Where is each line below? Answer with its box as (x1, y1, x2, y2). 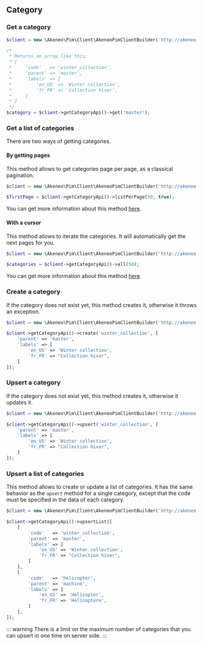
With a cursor (6, 219, 41, 226)
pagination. (6, 171, 35, 179)
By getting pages (6, 151, 50, 159)
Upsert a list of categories (6, 469, 85, 478)
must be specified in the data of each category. (6, 496, 125, 503)
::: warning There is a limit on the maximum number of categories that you (6, 625, 191, 632)
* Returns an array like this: (8, 53, 88, 59)
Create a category (6, 288, 61, 296)
